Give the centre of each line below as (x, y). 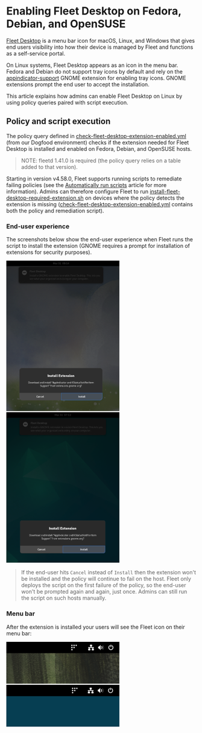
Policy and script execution (58, 122)
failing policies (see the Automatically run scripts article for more (87, 185)
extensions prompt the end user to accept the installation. (78, 84)
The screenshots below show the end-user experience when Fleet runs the (99, 240)
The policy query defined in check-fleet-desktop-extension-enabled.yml (96, 136)
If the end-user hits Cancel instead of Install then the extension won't (109, 573)
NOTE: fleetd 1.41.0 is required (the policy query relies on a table (101, 160)
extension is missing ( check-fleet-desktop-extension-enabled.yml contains (99, 204)
